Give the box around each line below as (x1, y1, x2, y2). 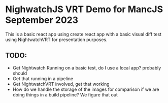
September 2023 (5, 14, 79, 26)
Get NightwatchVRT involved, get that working (12, 81, 110, 87)
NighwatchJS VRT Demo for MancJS (5, 4, 163, 15)
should (12, 70, 27, 76)
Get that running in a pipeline (12, 75, 74, 82)
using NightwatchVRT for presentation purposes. (5, 37, 108, 43)
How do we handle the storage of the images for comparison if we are (12, 86, 159, 92)
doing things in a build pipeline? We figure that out (12, 91, 118, 97)
